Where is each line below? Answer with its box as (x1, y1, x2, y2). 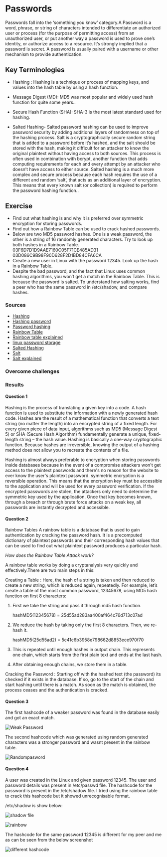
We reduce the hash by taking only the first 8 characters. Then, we (12, 622, 150, 628)
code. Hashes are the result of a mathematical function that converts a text (5, 415, 159, 421)
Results (5, 381, 24, 388)
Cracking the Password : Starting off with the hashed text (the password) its (5, 671, 161, 677)
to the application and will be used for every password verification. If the (5, 483, 154, 489)
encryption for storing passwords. (12, 220, 82, 226)
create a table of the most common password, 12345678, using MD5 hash (5, 588, 157, 594)
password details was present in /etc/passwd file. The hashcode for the (5, 782, 153, 788)
